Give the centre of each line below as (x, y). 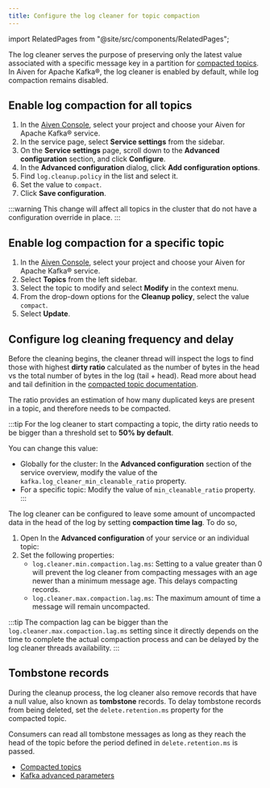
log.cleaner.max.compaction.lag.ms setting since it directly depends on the (134, 631)
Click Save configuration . (63, 194)
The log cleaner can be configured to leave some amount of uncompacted (132, 514)
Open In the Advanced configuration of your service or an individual (135, 538)
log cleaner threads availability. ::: (64, 648)
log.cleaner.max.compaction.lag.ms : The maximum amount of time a (146, 598)
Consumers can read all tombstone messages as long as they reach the (127, 734)
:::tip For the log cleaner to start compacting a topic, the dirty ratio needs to (133, 424)
